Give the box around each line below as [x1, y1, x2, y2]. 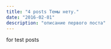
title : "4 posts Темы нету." [6, 8, 79, 15]
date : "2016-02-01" [6, 14, 55, 20]
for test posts [6, 36, 40, 44]
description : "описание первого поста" [6, 20, 106, 26]
